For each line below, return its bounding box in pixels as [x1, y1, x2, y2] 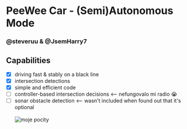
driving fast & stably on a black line [14, 71, 99, 78]
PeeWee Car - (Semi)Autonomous [6, 4, 174, 18]
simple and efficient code [14, 84, 76, 91]
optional [14, 104, 34, 111]
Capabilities [6, 55, 51, 65]
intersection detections [14, 77, 70, 84]
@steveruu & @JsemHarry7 [6, 37, 87, 46]
